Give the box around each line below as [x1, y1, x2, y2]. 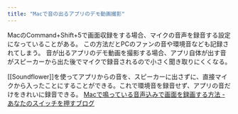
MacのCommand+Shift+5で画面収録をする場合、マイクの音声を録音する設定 [7, 30, 231, 39]
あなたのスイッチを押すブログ [7, 98, 94, 107]
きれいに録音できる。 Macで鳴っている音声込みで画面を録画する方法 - [19, 90, 225, 98]
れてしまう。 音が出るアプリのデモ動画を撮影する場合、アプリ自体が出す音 [7, 48, 227, 57]
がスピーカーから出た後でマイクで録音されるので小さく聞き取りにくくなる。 [7, 57, 232, 66]
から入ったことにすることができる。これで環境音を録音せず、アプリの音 [13, 81, 225, 89]
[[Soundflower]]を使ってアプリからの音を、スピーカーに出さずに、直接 [7, 72, 215, 81]
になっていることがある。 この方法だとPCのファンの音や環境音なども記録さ [7, 40, 229, 48]
